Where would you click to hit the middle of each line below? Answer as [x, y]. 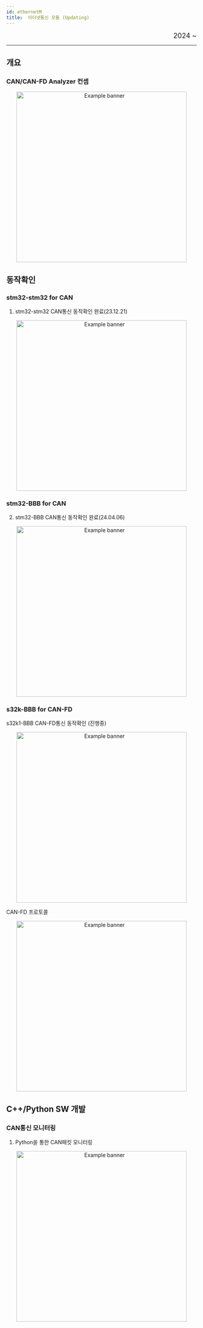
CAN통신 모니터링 [31, 1128]
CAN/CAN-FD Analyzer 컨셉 [47, 81]
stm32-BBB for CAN [36, 503]
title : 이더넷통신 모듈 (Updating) [48, 18]
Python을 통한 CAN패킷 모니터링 [54, 1142]
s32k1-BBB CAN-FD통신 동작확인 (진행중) [56, 723]
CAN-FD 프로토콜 [27, 912]
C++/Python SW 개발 [46, 1109]
